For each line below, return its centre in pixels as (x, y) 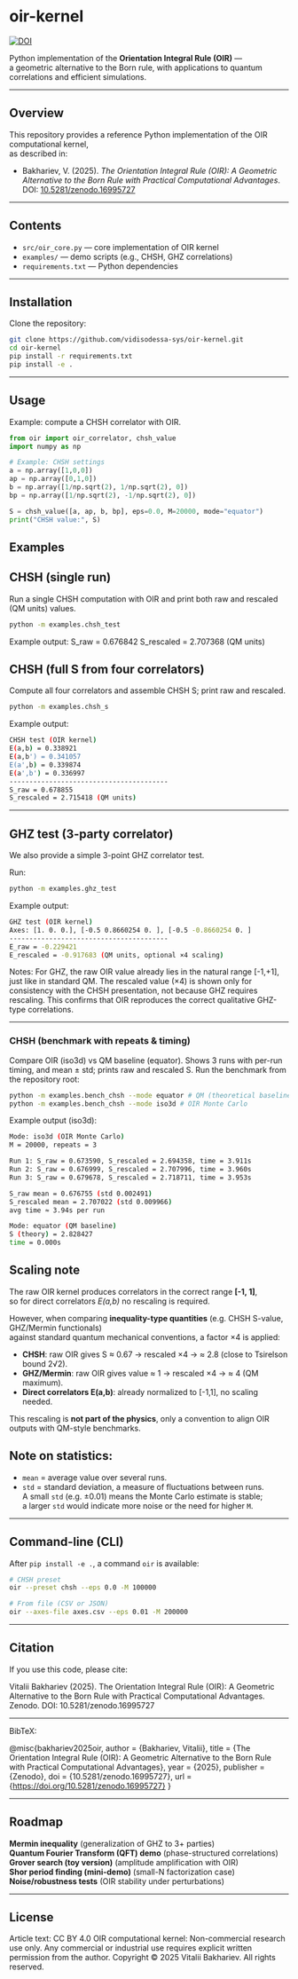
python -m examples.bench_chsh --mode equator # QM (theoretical (132, 1095)
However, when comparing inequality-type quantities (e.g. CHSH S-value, (146, 1318)
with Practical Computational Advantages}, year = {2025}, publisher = (137, 1767)
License (31, 1917)
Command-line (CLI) (67, 1542)
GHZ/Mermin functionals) (55, 1328)
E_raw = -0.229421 (43, 947)
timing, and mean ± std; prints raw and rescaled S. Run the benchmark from (148, 1069)
